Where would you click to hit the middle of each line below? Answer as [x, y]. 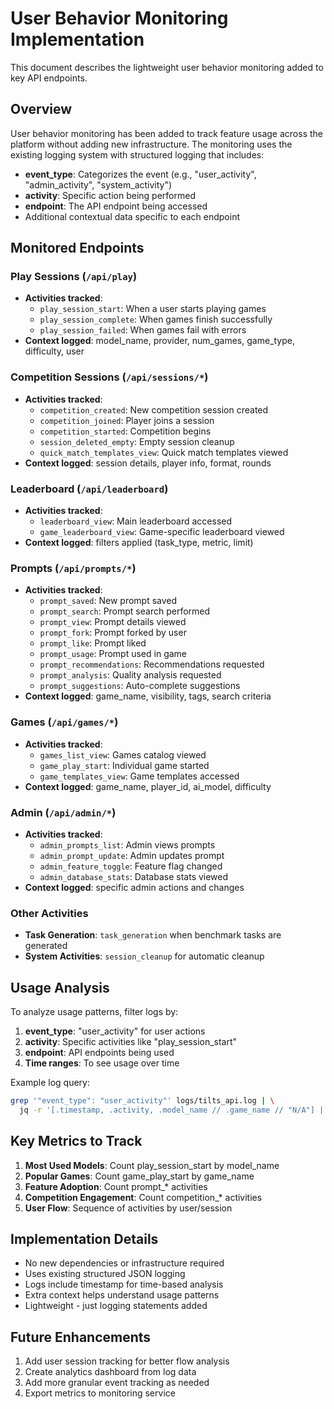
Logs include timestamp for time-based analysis [124, 1284]
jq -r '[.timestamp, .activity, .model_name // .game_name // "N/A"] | [172, 1110]
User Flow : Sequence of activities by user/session [128, 1208]
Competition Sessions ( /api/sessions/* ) [109, 377]
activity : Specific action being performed [110, 195]
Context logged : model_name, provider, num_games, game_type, [159, 341]
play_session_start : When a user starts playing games [153, 309]
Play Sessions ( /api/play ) [74, 277]
